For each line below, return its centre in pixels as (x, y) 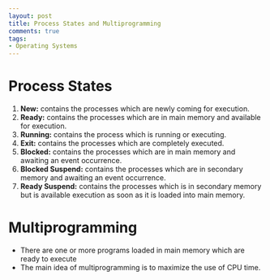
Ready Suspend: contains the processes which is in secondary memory (141, 187)
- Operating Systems (43, 46)
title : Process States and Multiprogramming (85, 24)
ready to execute (48, 259)
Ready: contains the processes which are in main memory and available (140, 118)
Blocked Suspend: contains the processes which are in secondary (131, 169)
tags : (17, 39)
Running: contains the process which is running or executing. (123, 135)
